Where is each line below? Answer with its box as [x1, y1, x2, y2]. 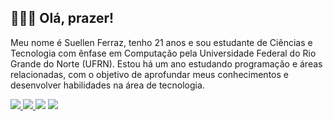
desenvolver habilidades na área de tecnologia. [10, 79, 205, 91]
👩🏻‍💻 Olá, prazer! [10, 10, 115, 27]
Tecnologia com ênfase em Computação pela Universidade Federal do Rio [10, 47, 317, 59]
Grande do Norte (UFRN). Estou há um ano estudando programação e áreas [10, 57, 323, 70]
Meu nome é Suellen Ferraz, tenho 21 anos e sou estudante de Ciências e [10, 36, 313, 48]
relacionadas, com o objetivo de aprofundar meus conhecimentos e [10, 68, 289, 80]
